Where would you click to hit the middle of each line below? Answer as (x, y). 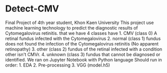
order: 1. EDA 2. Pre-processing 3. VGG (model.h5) (58, 65)
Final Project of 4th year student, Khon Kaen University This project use (80, 22)
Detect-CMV (32, 9)
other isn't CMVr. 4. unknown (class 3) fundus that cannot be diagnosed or (83, 54)
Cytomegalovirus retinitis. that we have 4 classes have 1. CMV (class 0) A (81, 33)
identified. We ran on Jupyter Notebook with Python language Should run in (84, 59)
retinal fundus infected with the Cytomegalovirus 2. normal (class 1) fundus (83, 38)
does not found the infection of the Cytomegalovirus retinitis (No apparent (82, 43)
